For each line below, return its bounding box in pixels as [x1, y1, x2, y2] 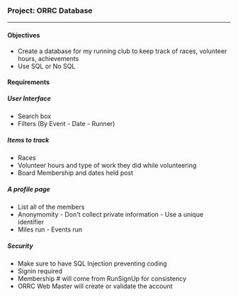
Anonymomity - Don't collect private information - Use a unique [17, 210, 204, 218]
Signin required [17, 266, 62, 275]
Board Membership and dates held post [17, 169, 133, 177]
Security [7, 241, 33, 250]
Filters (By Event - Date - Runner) [17, 120, 115, 128]
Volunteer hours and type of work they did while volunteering [17, 161, 197, 170]
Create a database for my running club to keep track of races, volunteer [17, 47, 227, 55]
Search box [17, 112, 52, 120]
